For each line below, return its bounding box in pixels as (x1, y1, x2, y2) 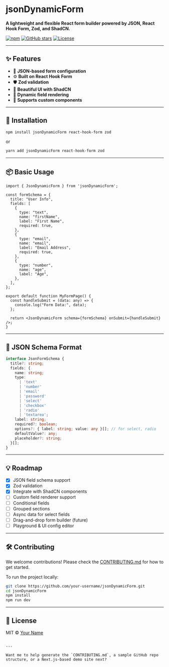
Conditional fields (13, 500, 50, 506)
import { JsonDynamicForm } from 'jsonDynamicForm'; (6, 184, 118, 189)
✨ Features (6, 54, 41, 63)
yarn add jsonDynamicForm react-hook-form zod (6, 149, 105, 154)
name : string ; (15, 370, 44, 376)
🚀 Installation (6, 116, 48, 125)
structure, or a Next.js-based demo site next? (6, 657, 107, 662)
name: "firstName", (19, 214, 60, 219)
